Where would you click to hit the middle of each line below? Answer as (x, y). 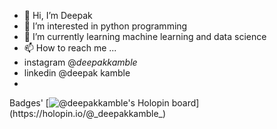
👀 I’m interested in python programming (105, 26)
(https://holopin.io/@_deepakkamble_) (88, 113)
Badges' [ (29, 103)
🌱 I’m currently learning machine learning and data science (145, 36)
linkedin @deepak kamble (77, 73)
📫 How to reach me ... (70, 48)
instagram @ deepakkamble (80, 62)
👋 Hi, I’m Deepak (58, 15)
